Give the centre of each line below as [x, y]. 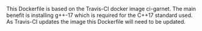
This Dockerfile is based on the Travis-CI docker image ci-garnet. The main [101, 9]
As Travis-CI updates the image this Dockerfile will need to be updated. [96, 22]
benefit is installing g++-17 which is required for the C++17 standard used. [100, 15]
